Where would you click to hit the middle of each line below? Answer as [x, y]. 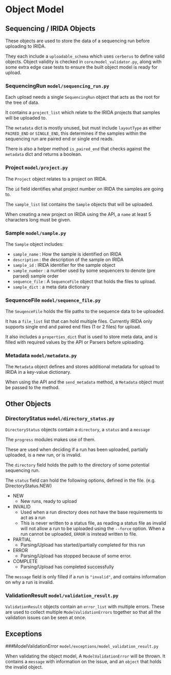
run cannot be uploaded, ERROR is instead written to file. [79, 534]
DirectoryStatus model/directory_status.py [60, 418]
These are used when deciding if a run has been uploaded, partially [77, 450]
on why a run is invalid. [30, 582]
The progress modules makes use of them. [51, 440]
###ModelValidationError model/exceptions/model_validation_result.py [82, 646]
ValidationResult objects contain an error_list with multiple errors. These [85, 607]
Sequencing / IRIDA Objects [51, 29]
